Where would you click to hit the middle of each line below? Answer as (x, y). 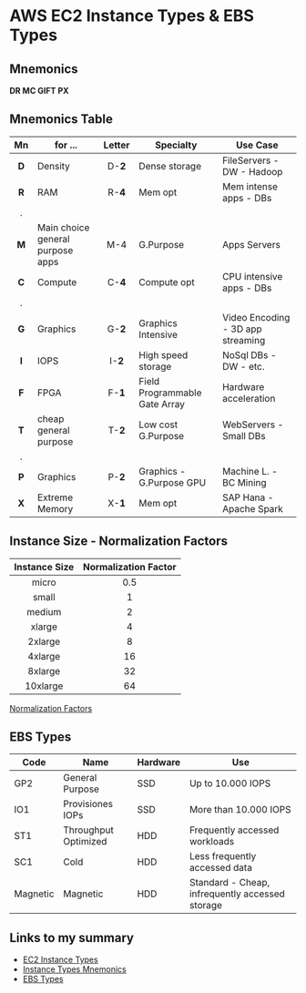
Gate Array (162, 404)
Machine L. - (250, 471)
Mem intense (250, 186)
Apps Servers (251, 244)
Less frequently (223, 856)
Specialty (176, 145)
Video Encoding (256, 317)
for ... (66, 145)
